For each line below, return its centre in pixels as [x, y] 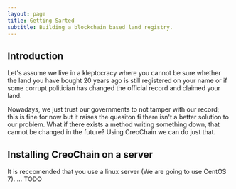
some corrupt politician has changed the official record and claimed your [114, 88]
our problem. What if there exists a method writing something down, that [114, 124]
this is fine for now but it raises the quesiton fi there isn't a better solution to [118, 117]
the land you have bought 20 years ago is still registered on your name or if [117, 81]
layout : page [27, 14]
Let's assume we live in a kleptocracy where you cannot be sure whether [114, 73]
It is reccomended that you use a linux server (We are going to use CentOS [117, 172]
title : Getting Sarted [41, 21]
